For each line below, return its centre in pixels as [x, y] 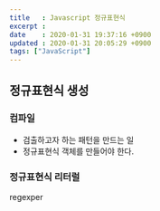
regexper [26, 197]
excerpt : [28, 26]
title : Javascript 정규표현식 [68, 18]
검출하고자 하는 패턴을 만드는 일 [78, 139]
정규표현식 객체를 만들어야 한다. [78, 151]
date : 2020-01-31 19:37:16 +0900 [80, 34]
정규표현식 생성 [49, 90]
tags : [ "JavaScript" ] [50, 52]
